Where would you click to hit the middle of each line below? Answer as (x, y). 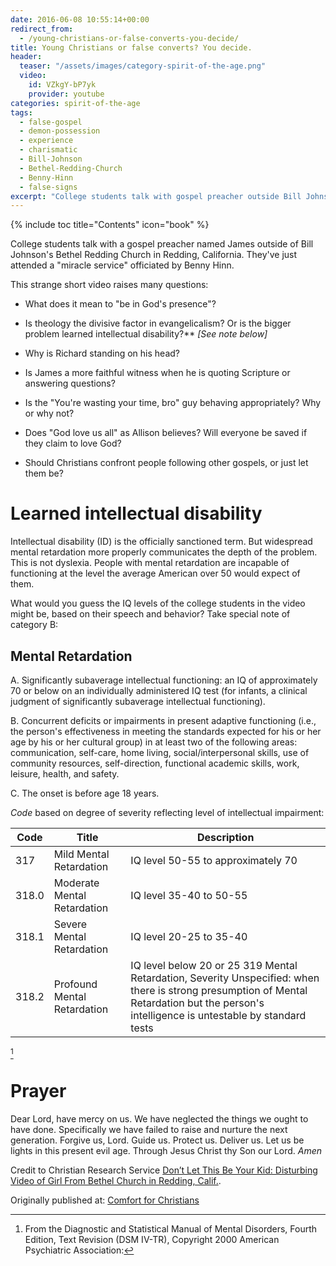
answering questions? (70, 383)
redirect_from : (42, 29)
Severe (70, 924)
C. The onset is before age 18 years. (85, 793)
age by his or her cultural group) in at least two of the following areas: (154, 742)
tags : (21, 112)
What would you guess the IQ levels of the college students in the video (158, 603)
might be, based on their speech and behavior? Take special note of (150, 614)
